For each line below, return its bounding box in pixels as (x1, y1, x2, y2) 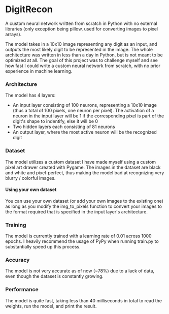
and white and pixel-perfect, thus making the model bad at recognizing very (5, 169, 164, 176)
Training (5, 221, 26, 228)
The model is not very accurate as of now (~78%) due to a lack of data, (5, 268, 155, 274)
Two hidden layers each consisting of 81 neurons (12, 123, 115, 130)
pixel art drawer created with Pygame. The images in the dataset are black (5, 164, 161, 170)
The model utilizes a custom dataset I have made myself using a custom (5, 159, 156, 165)
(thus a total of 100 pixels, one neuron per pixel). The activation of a (12, 108, 154, 114)
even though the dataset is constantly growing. (5, 273, 104, 279)
